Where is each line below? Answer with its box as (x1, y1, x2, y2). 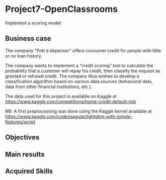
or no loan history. (5, 53, 42, 59)
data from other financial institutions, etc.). (5, 84, 92, 90)
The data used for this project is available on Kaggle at (5, 93, 117, 99)
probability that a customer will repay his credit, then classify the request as (5, 68, 161, 74)
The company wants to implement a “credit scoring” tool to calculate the (5, 62, 154, 68)
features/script (5, 118, 36, 125)
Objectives (5, 133, 40, 142)
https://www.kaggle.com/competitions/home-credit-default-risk (5, 98, 136, 104)
